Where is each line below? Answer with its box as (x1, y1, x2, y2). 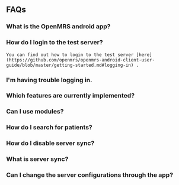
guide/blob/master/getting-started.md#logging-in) (6, 62, 134, 68)
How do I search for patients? (6, 124, 93, 132)
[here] (136, 51, 152, 58)
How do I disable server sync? (6, 139, 95, 147)
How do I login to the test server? (6, 38, 103, 47)
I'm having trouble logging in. (6, 76, 92, 84)
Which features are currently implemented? (6, 92, 135, 100)
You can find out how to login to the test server (6, 51, 134, 58)
